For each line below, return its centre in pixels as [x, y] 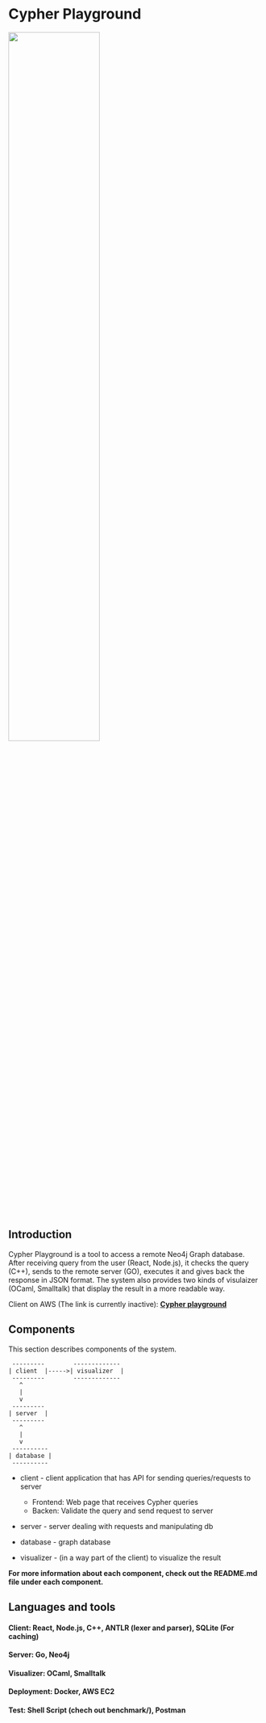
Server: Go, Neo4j [39, 1655]
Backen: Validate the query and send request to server [123, 1511]
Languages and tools [62, 1607]
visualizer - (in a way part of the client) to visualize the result [121, 1557]
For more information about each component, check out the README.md [133, 1573]
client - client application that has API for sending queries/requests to [135, 1477]
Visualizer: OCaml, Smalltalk [57, 1673]
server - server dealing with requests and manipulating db [116, 1526]
